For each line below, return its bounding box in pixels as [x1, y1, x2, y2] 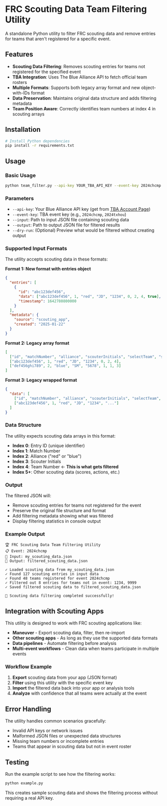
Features [5, 50, 33, 59]
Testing [5, 758, 29, 766]
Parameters [5, 195, 34, 202]
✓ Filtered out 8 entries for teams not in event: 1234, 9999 [5, 580, 137, 585]
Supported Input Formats [5, 245, 67, 252]
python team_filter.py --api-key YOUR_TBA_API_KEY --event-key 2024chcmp [5, 183, 162, 188]
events [12, 651, 26, 657]
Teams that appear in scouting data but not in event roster [12, 743, 132, 749]
